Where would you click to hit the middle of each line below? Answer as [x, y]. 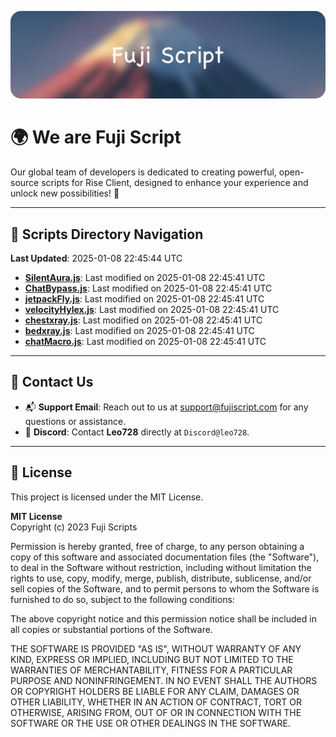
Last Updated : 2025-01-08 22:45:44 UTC [96, 258]
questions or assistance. [75, 421]
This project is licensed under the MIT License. [107, 497]
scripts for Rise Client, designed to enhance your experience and [175, 183]
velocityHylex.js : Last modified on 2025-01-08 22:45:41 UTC [152, 310]
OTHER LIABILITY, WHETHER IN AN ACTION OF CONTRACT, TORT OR [156, 702]
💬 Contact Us [52, 382]
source [25, 183]
